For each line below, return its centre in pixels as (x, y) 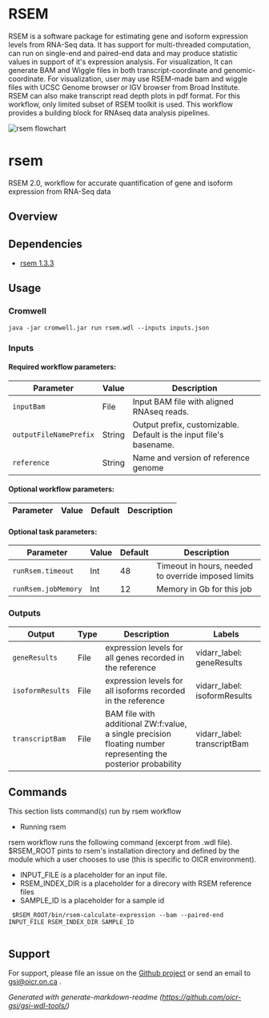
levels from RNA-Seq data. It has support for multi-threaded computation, (130, 44)
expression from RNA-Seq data (60, 191)
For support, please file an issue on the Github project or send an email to (129, 973)
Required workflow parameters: (62, 367)
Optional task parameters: (53, 531)
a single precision (139, 733)
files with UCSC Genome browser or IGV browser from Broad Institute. (124, 87)
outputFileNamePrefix (53, 434)
